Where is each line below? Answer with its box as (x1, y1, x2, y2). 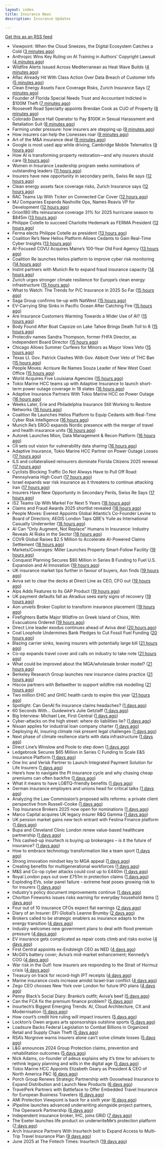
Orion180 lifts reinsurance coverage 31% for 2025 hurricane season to (12, 210, 154, 215)
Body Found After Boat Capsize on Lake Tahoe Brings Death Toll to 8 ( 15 (12, 323, 158, 330)
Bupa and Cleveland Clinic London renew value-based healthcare (12, 827, 144, 833)
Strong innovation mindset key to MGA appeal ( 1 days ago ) (12, 858, 130, 864)
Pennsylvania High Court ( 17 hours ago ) (12, 474, 92, 480)
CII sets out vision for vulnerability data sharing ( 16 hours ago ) (12, 443, 138, 449)
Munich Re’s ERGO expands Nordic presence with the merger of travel (12, 422, 154, 428)
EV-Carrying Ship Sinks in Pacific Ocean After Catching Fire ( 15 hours (12, 303, 152, 309)
